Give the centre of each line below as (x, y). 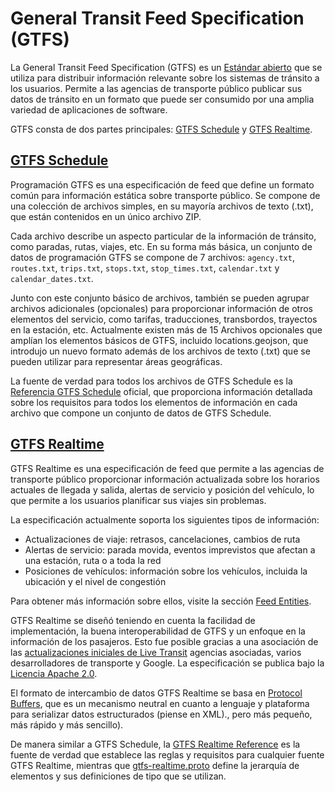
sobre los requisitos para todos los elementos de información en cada (154, 402)
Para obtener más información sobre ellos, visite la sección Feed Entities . (161, 601)
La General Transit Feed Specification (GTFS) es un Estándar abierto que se (166, 67)
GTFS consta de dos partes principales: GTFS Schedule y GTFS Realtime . (161, 129)
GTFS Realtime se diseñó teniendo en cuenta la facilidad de (133, 620)
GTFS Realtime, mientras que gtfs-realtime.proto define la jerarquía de (155, 765)
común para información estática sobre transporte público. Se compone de (165, 195)
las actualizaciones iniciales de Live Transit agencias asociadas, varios (156, 652)
